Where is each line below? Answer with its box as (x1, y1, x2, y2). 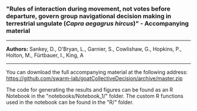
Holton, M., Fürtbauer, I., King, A (6, 52, 84, 59)
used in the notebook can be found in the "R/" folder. (6, 99, 134, 106)
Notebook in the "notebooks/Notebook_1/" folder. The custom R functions (6, 93, 184, 100)
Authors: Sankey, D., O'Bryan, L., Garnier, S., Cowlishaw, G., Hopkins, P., (6, 46, 182, 53)
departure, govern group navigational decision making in (6, 12, 172, 20)
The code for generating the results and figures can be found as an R (6, 86, 174, 93)
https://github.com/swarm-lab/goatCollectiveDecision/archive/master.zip (6, 75, 183, 82)
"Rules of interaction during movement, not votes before (6, 5, 171, 13)
